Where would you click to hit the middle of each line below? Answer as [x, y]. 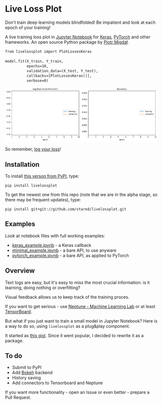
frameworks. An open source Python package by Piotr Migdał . [67, 42]
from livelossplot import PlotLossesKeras [48, 51]
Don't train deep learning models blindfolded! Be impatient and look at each [80, 22]
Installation [22, 164]
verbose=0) [37, 81]
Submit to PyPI [27, 368]
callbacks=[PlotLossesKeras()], [59, 76]
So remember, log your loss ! [33, 149]
